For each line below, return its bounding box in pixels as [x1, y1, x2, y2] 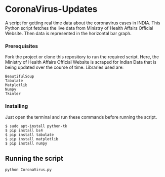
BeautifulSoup [5, 74, 35, 79]
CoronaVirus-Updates [5, 3, 98, 15]
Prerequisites [5, 43, 38, 49]
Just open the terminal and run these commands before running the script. [5, 114, 157, 120]
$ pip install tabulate [5, 132, 54, 137]
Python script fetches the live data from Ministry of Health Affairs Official [5, 25, 154, 31]
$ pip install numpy [5, 141, 48, 146]
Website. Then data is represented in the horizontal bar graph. [5, 30, 132, 36]
